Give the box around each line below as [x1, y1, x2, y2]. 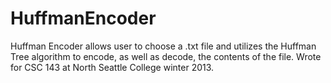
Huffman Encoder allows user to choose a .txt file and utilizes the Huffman [10, 40, 317, 52]
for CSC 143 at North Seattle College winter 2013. [10, 61, 215, 73]
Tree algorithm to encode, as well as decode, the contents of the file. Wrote [10, 50, 322, 62]
